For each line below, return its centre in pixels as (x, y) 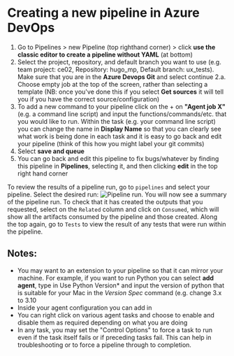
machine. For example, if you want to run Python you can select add (116, 278)
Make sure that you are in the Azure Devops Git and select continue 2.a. (122, 77)
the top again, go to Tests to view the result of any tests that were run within (117, 224)
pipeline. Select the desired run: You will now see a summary (117, 194)
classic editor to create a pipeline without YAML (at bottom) (105, 55)
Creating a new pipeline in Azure (104, 13)
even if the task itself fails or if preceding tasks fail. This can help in (114, 337)
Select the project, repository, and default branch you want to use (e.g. (119, 62)
